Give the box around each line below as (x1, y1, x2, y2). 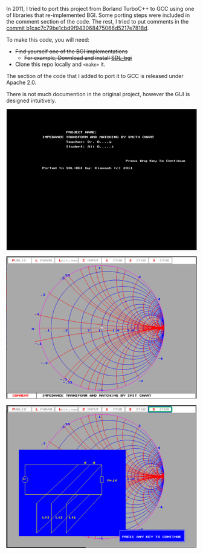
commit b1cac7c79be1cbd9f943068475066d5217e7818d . (6, 24, 149, 31)
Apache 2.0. (6, 79, 37, 86)
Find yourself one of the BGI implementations (14, 48, 128, 55)
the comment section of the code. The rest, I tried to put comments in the (6, 18, 189, 25)
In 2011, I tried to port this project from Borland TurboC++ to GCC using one (6, 5, 195, 12)
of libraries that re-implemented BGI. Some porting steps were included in (6, 11, 190, 19)
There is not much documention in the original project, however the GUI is (6, 91, 190, 97)
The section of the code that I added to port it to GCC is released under (6, 73, 184, 79)
